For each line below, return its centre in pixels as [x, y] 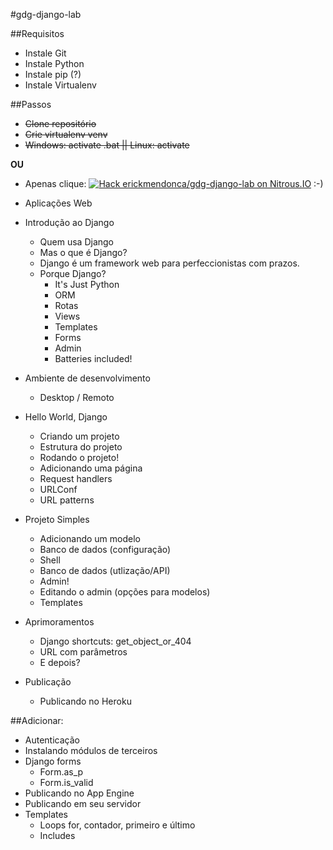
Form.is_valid [66, 782]
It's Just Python [87, 284]
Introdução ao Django [69, 222]
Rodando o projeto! [79, 457]
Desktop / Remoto [77, 397]
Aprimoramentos [59, 622]
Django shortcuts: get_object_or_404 [115, 641]
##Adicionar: [37, 720]
